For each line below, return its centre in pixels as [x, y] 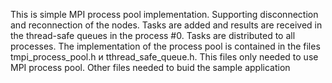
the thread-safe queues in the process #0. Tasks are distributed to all [153, 35]
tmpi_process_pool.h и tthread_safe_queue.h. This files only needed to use [164, 57]
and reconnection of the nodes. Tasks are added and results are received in [166, 25]
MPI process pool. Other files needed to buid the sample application [150, 67]
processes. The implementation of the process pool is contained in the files [165, 46]
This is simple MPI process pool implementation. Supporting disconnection [164, 14]
